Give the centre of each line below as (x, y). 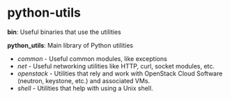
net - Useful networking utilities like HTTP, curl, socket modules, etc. (116, 66)
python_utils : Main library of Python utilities (70, 45)
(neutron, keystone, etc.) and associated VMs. (84, 80)
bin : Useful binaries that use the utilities (64, 32)
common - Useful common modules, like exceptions (92, 58)
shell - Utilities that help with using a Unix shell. (85, 88)
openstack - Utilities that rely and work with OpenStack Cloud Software (120, 73)
